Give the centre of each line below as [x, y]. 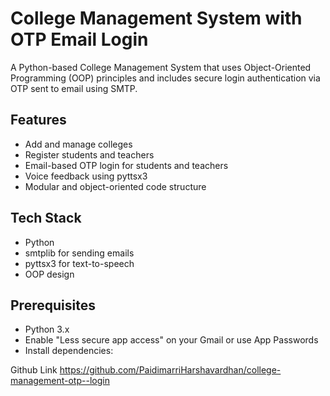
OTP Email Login [79, 39]
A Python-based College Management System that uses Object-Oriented [161, 67]
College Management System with [156, 18]
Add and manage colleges [78, 144]
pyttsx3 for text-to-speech [79, 263]
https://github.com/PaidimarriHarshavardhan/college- [170, 370]
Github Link [34, 370]
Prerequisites [53, 305]
